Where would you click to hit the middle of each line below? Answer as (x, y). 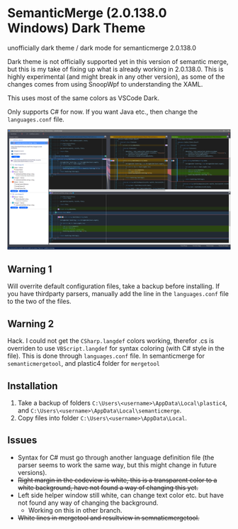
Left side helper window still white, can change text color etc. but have (121, 495)
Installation (33, 386)
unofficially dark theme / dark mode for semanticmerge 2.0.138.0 (102, 48)
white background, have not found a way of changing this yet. (108, 487)
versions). (32, 472)
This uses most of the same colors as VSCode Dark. (83, 98)
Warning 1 (30, 269)
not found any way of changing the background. (88, 503)
